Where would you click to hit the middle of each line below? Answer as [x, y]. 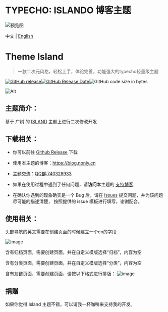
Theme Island [35, 57]
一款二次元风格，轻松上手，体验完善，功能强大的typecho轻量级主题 [88, 71]
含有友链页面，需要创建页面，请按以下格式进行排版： [61, 274]
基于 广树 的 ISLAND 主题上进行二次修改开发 [51, 121]
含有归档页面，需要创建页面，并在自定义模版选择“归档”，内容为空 [74, 252]
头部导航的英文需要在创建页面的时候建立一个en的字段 [61, 232]
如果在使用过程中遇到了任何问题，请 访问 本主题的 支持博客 [73, 184]
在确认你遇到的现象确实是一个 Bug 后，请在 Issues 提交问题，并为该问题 [88, 195]
